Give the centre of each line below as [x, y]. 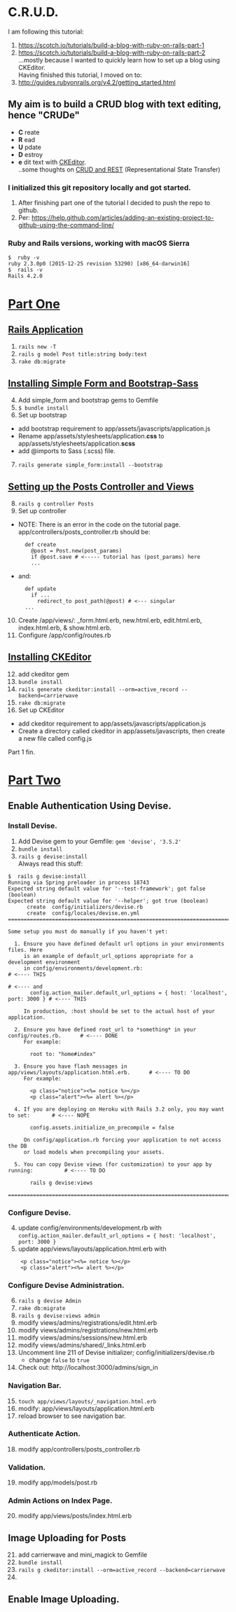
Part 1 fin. [22, 752]
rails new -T [37, 347]
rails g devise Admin [49, 1301]
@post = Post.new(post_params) [77, 550]
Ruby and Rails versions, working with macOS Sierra [99, 243]
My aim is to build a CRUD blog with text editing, [114, 105]
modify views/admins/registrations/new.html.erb [88, 1330]
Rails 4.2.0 [25, 276]
